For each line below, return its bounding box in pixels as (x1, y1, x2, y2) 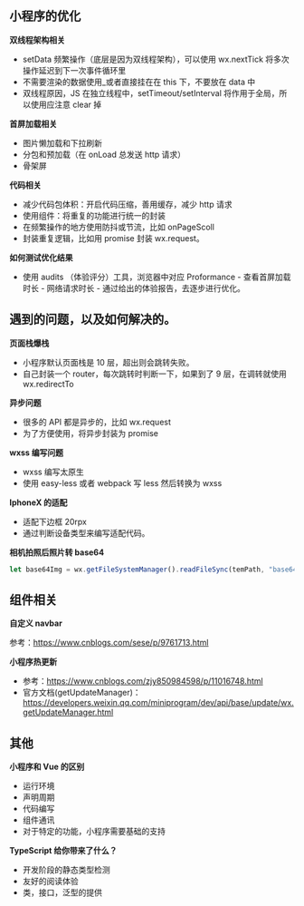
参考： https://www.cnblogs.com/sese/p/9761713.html (9, 638, 209, 648)
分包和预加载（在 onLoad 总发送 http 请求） (22, 149, 186, 160)
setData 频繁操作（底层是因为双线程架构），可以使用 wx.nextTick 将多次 (22, 54, 290, 64)
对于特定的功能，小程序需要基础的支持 (22, 826, 166, 837)
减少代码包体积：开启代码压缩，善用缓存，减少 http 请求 (22, 199, 233, 209)
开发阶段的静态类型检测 (22, 864, 110, 875)
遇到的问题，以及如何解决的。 (9, 312, 176, 327)
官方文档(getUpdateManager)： (22, 687, 142, 698)
